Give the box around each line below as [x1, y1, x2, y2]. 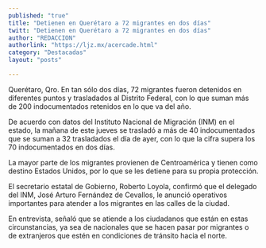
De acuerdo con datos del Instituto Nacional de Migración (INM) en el [8, 117, 235, 126]
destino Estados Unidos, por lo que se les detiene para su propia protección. [8, 166, 259, 176]
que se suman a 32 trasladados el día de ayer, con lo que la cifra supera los [8, 134, 256, 143]
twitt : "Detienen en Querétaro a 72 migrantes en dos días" [8, 26, 212, 34]
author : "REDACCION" [8, 33, 77, 42]
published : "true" [8, 11, 69, 20]
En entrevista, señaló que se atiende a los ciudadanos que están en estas [8, 214, 249, 223]
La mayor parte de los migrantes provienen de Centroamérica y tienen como [8, 157, 258, 167]
